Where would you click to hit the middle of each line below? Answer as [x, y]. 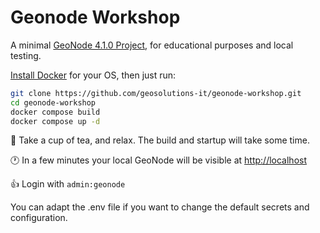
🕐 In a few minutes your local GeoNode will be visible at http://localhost [159, 160]
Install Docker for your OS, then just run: [93, 75]
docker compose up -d [55, 121]
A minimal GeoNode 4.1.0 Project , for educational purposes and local [152, 45]
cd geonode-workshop [53, 102]
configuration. [39, 218]
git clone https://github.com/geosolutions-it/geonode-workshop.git [156, 93]
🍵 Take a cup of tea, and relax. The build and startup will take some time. [160, 140]
